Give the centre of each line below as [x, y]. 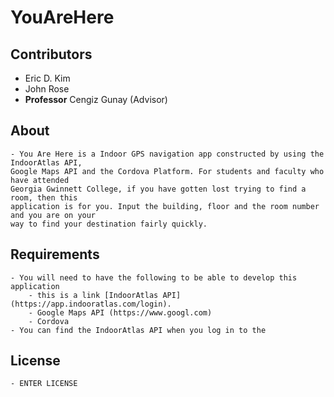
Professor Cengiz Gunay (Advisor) [96, 99]
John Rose [47, 89]
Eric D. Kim [47, 78]
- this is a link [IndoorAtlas [93, 295]
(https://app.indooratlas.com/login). [91, 304]
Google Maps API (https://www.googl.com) [124, 312]
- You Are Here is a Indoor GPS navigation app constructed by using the [167, 154]
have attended [40, 180]
